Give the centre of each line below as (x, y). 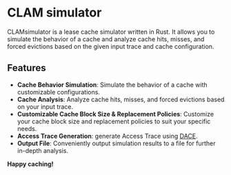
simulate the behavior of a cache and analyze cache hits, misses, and (106, 39)
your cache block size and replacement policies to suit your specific (114, 121)
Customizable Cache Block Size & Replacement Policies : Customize (115, 114)
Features (27, 68)
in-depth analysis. (43, 150)
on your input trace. (45, 106)
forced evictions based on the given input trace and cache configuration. (111, 46)
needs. (27, 128)
